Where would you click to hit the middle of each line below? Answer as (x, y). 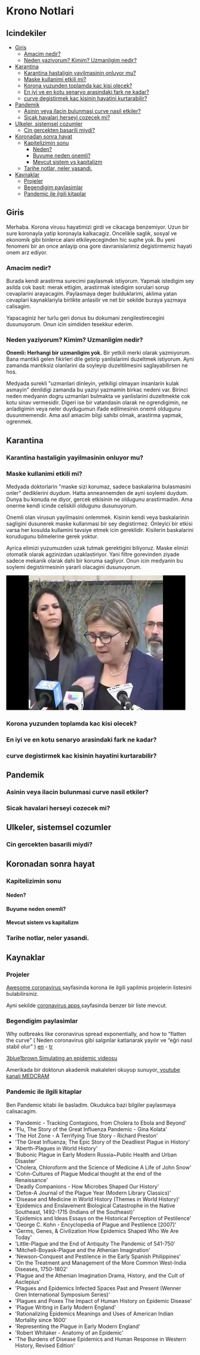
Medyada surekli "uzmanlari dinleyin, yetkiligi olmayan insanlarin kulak (93, 384)
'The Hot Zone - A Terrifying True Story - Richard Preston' (86, 1135)
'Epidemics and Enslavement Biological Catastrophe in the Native (95, 1205)
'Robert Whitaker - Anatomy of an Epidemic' (69, 1332)
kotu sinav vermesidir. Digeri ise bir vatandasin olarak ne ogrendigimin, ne (97, 403)
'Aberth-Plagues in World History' (56, 1148)
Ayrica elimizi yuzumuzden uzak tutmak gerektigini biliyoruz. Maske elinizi (97, 548)
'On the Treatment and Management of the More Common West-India (100, 1263)
